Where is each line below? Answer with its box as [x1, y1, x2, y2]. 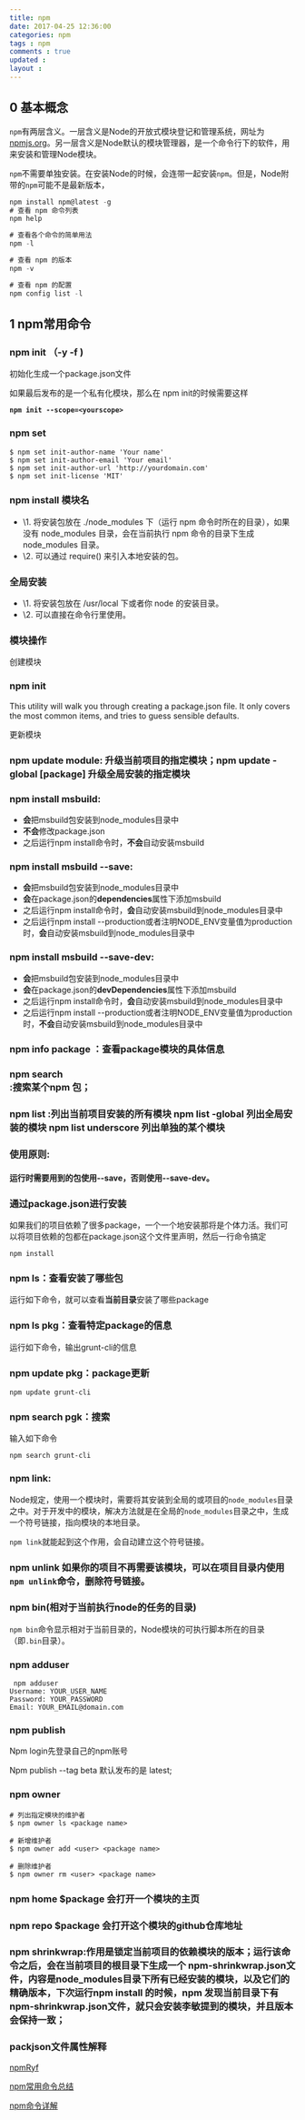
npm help [9, 215, 43, 224]
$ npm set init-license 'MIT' [9, 471, 124, 480]
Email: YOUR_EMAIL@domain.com [9, 1703, 124, 1713]
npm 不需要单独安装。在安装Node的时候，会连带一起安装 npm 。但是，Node [9, 167, 281, 178]
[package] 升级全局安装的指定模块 [39, 768, 191, 780]
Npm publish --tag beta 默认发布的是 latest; [9, 1765, 172, 1776]
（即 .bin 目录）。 [9, 1634, 70, 1646]
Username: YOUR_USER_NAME [9, 1687, 107, 1696]
